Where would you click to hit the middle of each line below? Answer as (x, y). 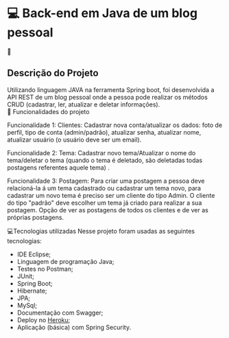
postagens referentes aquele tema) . (58, 167)
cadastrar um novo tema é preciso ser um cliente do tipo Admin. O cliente (111, 195)
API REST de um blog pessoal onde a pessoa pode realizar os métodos (107, 97)
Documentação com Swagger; (60, 313)
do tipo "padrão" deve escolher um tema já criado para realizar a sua (105, 203)
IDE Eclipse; (34, 254)
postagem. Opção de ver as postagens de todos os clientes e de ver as (108, 210)
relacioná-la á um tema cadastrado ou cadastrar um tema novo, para (104, 188)
